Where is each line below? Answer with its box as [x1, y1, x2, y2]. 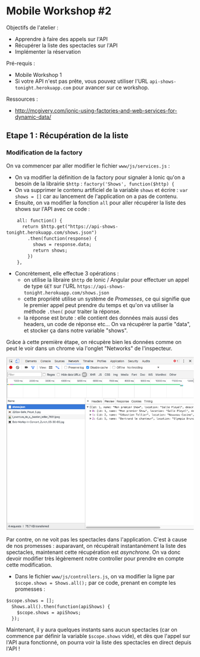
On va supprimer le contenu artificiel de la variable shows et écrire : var [14, 186, 188, 193]
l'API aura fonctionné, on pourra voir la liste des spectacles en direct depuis [6, 639, 192, 646]
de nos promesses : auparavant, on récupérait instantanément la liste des [6, 543, 186, 550]
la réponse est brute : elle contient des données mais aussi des [23, 314, 179, 321]
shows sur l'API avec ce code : [14, 205, 90, 212]
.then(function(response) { [27, 235, 97, 241]
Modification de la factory [6, 148, 83, 157]
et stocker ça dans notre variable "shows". [23, 327, 128, 334]
